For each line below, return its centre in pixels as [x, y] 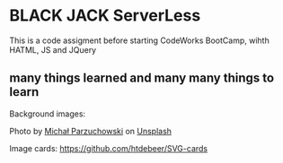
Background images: [48, 114]
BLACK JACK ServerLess [105, 16]
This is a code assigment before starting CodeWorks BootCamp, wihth [139, 40]
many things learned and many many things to [142, 78]
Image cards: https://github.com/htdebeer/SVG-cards [109, 148]
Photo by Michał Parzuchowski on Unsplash [91, 131]
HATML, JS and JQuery [53, 49]
